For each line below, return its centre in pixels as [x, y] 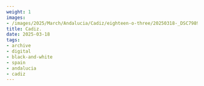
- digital [19, 51]
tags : [13, 40]
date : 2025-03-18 [28, 35]
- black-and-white [29, 57]
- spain [16, 62]
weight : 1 [19, 12]
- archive [19, 46]
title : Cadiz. [24, 29]
